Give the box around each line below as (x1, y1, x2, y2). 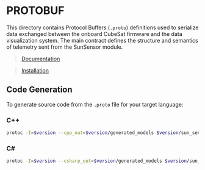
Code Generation (6, 85, 73, 95)
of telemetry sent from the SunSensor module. (6, 43, 123, 51)
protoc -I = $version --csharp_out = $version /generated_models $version (6, 158, 187, 165)
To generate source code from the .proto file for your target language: (6, 101, 184, 108)
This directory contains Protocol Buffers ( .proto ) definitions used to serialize (6, 24, 199, 31)
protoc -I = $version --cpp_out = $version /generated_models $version (6, 130, 179, 136)
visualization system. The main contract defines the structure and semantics (6, 37, 198, 44)
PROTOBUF (6, 4, 65, 18)
